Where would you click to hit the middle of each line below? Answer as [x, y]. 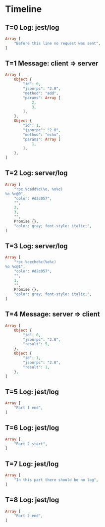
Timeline [24, 9]
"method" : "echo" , [42, 135]
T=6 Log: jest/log [32, 428]
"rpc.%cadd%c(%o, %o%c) [39, 189]
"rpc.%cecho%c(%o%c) [35, 262]
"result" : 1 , [36, 367]
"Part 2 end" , [28, 516]
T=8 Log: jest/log [32, 500]
